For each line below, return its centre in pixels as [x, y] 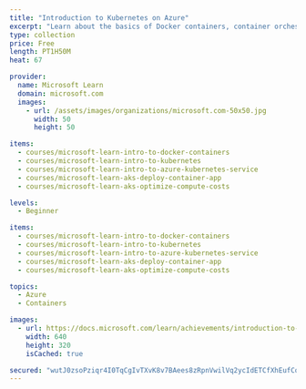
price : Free [32, 43]
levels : [24, 203]
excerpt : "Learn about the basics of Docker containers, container [140, 26]
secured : [26, 370]
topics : [24, 287]
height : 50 [54, 128]
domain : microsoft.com [61, 93]
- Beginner [38, 211]
